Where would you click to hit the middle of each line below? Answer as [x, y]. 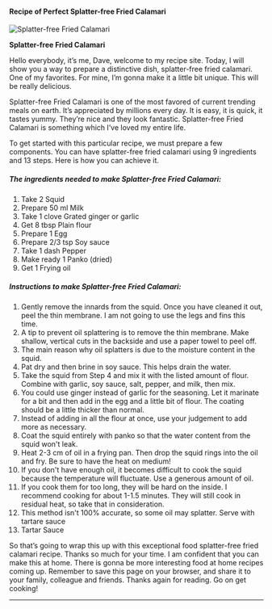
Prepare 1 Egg [44, 233]
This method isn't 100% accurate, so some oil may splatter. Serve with [138, 513]
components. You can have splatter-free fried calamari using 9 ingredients [133, 152]
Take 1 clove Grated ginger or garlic [80, 216]
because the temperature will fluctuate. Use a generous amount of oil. [137, 479]
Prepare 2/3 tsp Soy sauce [65, 242]
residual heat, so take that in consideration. [92, 504]
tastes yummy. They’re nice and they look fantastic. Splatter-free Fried [126, 119]
